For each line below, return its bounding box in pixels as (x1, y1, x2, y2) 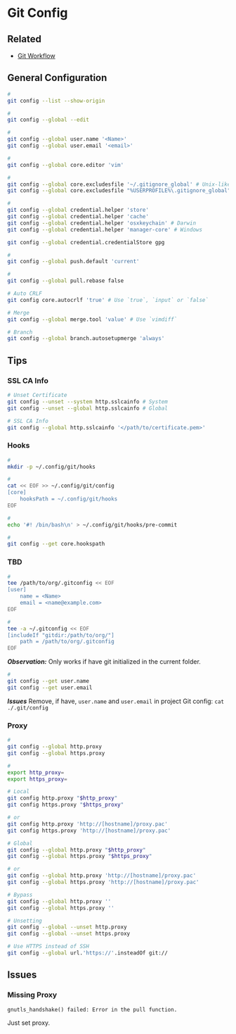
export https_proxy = (7, 776, 68, 783)
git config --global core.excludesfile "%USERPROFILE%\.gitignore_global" (7, 187, 231, 194)
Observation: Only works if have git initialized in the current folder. (7, 657, 202, 666)
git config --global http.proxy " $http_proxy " (7, 846, 146, 853)
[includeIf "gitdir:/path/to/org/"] (7, 631, 114, 638)
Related (7, 33, 42, 45)
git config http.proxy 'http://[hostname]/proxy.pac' (7, 820, 169, 828)
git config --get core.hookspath (7, 541, 105, 548)
